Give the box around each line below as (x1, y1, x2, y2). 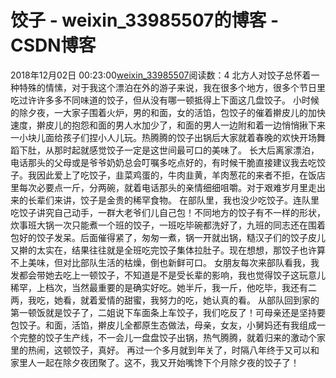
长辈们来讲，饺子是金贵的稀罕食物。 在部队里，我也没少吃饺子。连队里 (27, 194, 320, 206)
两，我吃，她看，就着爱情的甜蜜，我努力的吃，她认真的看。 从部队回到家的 (10, 294, 320, 306)
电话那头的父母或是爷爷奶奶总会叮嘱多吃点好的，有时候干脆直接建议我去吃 (10, 156, 317, 168)
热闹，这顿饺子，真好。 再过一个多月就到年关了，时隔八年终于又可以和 (27, 344, 320, 356)
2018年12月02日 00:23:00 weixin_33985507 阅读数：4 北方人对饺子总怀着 (10, 69, 312, 81)
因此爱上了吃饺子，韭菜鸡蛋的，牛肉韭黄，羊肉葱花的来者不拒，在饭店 (36, 169, 326, 181)
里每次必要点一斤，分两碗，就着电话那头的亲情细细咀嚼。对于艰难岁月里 (10, 181, 308, 193)
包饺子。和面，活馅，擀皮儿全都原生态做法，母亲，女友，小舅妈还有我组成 (10, 319, 317, 331)
